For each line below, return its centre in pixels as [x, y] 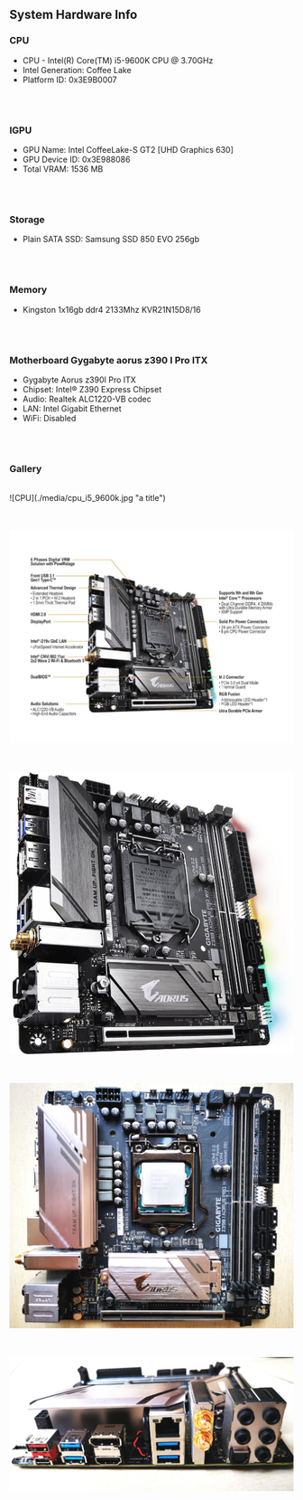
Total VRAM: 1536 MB [63, 169]
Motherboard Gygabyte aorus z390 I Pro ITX [109, 360]
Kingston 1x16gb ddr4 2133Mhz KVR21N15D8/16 [111, 309]
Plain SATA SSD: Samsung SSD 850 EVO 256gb [111, 240]
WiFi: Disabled [49, 418]
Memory [28, 290]
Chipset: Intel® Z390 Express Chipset [92, 389]
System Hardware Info [73, 15]
